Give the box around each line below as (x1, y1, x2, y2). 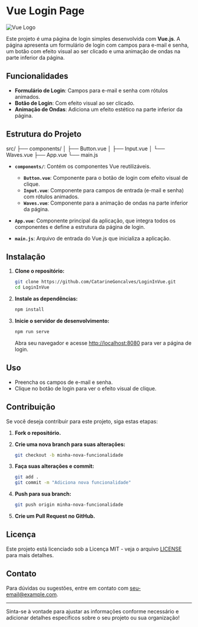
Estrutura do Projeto (6, 129, 82, 140)
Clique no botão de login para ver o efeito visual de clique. (14, 384, 157, 392)
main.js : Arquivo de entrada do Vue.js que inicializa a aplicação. (14, 235, 171, 242)
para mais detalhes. (6, 551, 54, 558)
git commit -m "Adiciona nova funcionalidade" (14, 480, 131, 486)
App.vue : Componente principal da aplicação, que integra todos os (14, 217, 176, 224)
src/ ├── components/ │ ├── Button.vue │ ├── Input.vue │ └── (6, 145, 165, 152)
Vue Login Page (6, 4, 85, 18)
